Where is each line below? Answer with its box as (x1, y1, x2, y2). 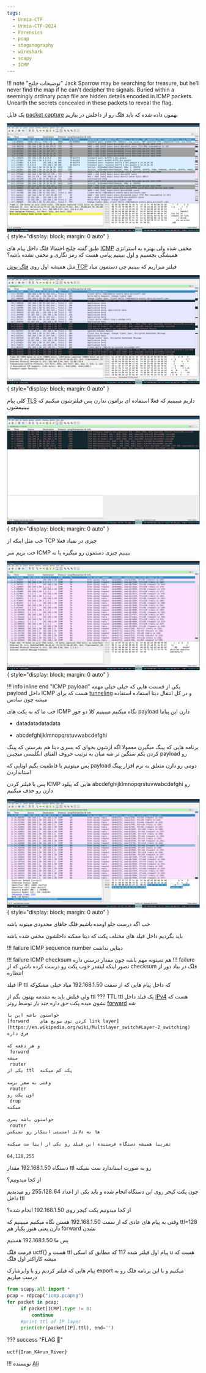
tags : (7, 10, 21, 16)
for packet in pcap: (7, 1299, 60, 1305)
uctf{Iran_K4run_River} (7, 1349, 68, 1355)
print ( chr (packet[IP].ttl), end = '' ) (20, 1325, 114, 1331)
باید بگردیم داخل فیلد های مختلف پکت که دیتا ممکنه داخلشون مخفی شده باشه (7, 932, 183, 939)
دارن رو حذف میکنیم (7, 787, 54, 794)
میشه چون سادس (7, 696, 48, 703)
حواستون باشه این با (7, 1012, 60, 1019)
